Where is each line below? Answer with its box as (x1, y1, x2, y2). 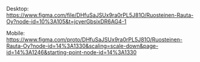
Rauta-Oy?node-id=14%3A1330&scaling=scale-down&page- (6, 42, 159, 49)
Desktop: (6, 5, 29, 12)
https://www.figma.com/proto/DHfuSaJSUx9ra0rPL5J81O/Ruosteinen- (6, 36, 183, 43)
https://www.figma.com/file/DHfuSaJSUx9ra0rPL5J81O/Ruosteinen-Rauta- (6, 11, 194, 19)
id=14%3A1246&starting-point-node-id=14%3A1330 (6, 49, 137, 56)
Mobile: (6, 29, 25, 37)
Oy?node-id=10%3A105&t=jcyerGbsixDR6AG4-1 (6, 18, 127, 25)
